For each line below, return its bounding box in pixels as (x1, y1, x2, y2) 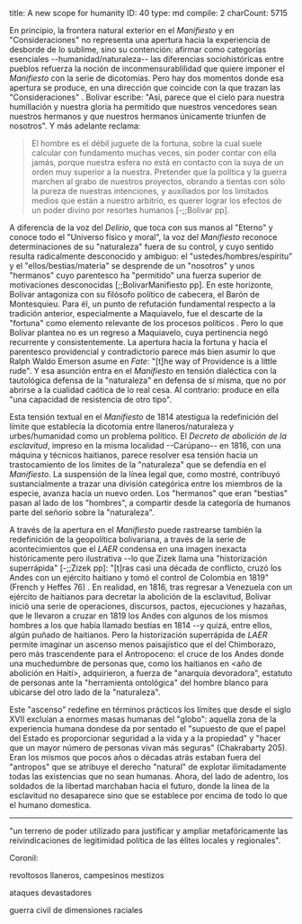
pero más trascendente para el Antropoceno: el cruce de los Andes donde (9, 649, 285, 659)
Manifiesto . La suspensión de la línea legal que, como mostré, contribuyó (9, 469, 280, 479)
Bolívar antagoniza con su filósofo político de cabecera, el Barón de (9, 289, 261, 299)
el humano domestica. (9, 800, 92, 810)
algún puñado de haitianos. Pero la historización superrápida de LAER (9, 629, 268, 640)
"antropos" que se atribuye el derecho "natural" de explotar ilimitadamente (9, 761, 287, 772)
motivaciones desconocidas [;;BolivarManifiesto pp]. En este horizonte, (9, 280, 274, 290)
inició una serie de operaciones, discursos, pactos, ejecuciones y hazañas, (9, 601, 288, 611)
